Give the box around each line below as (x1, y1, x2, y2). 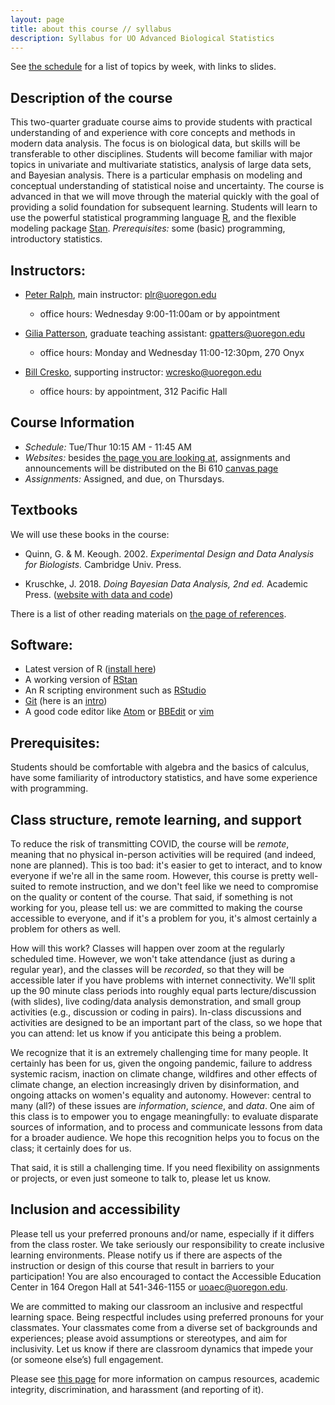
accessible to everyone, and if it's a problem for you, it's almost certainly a (10, 912, 318, 925)
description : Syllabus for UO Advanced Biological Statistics (10, 33, 275, 43)
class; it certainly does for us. (10, 1142, 132, 1155)
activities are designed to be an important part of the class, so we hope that (10, 1017, 323, 1029)
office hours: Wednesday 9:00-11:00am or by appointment (39, 308, 281, 320)
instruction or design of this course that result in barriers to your (10, 1259, 275, 1271)
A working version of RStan (24, 674, 138, 686)
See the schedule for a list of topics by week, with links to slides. (10, 61, 277, 73)
